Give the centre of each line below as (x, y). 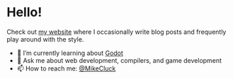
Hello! (24, 12)
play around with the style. (45, 39)
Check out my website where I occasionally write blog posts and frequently (116, 32)
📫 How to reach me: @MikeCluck (66, 68)
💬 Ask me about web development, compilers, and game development (119, 60)
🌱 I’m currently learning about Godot (70, 53)
